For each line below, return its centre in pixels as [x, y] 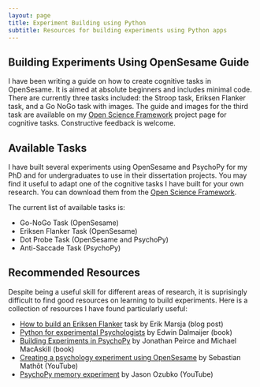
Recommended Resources [74, 273]
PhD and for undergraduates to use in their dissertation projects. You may [128, 175]
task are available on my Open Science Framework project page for [117, 115]
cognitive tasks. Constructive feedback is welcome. [92, 123]
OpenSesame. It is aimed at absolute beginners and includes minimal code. [130, 90]
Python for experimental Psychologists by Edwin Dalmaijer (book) [126, 332]
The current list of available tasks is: [67, 207]
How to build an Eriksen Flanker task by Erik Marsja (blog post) [121, 324]
